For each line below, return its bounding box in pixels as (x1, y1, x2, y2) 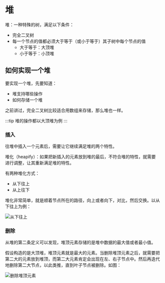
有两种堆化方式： (5, 170, 40, 176)
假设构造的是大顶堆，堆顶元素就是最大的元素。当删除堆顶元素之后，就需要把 (5, 250, 160, 256)
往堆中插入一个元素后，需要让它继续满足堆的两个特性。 (5, 143, 117, 149)
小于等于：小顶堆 (19, 50, 55, 57)
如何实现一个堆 (5, 66, 51, 75)
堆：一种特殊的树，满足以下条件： (5, 22, 74, 28)
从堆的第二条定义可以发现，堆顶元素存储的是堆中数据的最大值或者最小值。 (5, 239, 156, 246)
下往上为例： (5, 203, 31, 209)
